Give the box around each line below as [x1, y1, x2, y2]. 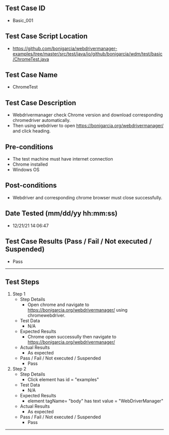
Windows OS [12, 167, 40, 173]
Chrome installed [12, 161, 48, 168]
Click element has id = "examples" [27, 377, 99, 383]
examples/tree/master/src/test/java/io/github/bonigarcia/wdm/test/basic [12, 50, 162, 57]
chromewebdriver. [27, 312, 65, 319]
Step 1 [12, 291, 26, 297]
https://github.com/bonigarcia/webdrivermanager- [12, 45, 117, 51]
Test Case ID [5, 4, 46, 13]
